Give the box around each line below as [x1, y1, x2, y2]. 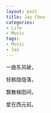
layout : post [6, 8, 38, 15]
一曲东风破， [6, 63, 37, 70]
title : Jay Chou [6, 14, 45, 20]
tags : [6, 36, 19, 42]
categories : [6, 19, 35, 25]
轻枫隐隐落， [6, 76, 37, 83]
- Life [6, 25, 22, 31]
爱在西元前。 [6, 101, 37, 108]
